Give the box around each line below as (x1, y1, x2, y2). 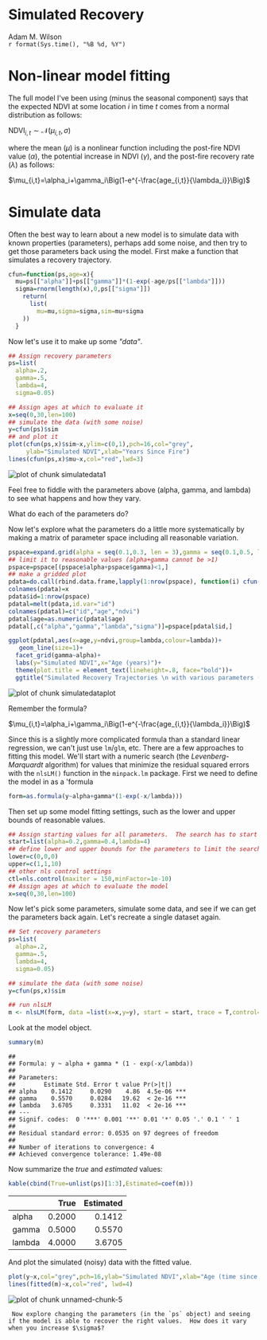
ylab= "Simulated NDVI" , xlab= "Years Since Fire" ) (25, 448, 191, 456)
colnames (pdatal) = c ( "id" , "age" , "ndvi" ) (8, 607, 141, 615)
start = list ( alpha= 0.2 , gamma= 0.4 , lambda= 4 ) (8, 838, 151, 846)
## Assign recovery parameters (8, 352, 112, 360)
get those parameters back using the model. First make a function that (8, 246, 238, 256)
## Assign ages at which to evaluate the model (8, 882, 169, 890)
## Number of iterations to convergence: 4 (8, 1143, 155, 1152)
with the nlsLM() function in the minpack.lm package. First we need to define (8, 768, 258, 778)
